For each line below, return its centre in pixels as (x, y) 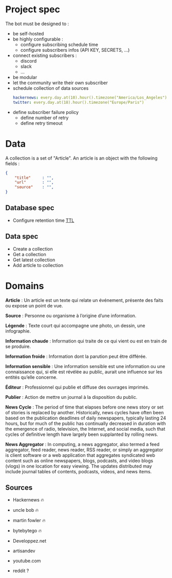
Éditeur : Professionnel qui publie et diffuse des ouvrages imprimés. (78, 387)
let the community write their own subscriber (60, 83)
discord (28, 61)
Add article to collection (38, 265)
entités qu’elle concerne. (31, 377)
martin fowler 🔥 (29, 521)
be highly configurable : (38, 39)
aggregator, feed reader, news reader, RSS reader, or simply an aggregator (84, 450)
